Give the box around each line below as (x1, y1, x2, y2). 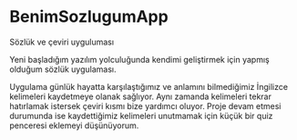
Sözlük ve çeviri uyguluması (9, 36, 115, 47)
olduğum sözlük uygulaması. (9, 64, 117, 75)
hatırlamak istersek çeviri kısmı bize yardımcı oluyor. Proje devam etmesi (9, 100, 282, 111)
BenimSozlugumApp (9, 6, 169, 27)
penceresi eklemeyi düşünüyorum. (9, 120, 139, 131)
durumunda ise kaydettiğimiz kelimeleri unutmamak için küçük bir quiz (9, 110, 273, 121)
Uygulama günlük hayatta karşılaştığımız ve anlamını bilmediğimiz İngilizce (9, 81, 289, 92)
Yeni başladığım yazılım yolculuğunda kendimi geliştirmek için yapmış (9, 54, 271, 65)
